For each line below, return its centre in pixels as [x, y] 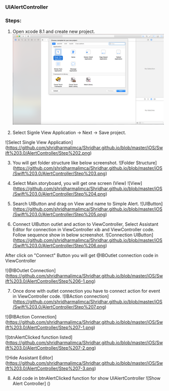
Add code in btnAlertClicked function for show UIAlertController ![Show [87, 378]
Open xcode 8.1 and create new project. [54, 32]
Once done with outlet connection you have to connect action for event [86, 291]
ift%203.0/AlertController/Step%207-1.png [50, 328]
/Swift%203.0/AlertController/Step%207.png [59, 307]
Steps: [13, 20]
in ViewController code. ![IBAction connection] [61, 296]
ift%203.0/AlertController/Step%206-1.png [50, 281]
